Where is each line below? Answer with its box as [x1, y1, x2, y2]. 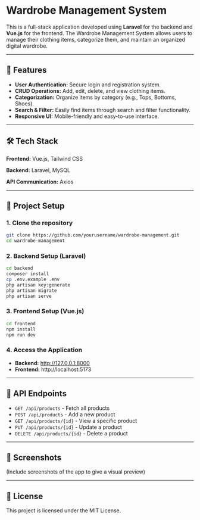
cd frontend [6, 320, 36, 326]
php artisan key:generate [6, 282, 70, 288]
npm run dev [6, 332, 36, 338]
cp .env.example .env [6, 276, 60, 283]
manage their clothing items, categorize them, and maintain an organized [6, 36, 186, 43]
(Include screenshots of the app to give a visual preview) [6, 468, 146, 475]
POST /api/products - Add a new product [14, 410, 115, 418]
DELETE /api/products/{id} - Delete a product [14, 429, 128, 437]
